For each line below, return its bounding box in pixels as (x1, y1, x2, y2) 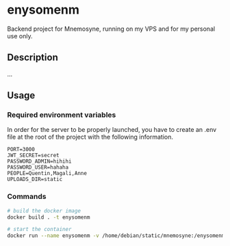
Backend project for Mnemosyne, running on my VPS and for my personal (7, 25, 216, 33)
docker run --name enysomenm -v (7, 232, 99, 239)
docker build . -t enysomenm (7, 214, 90, 221)
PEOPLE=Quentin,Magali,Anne (7, 170, 88, 177)
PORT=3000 (7, 146, 36, 153)
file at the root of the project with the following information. (7, 133, 173, 141)
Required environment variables (7, 110, 116, 120)
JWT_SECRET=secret (7, 152, 60, 159)
